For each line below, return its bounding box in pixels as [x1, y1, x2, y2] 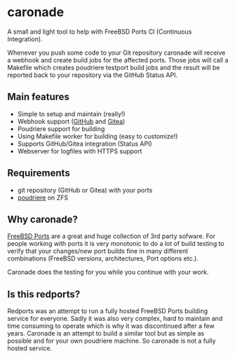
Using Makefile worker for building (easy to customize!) [17, 132, 178, 140]
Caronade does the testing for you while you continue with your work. [7, 268, 209, 277]
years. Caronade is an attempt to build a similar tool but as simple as [7, 329, 205, 338]
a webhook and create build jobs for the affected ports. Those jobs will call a [7, 55, 229, 64]
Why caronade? [7, 213, 79, 225]
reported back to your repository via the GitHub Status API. [7, 71, 177, 79]
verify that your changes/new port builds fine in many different [7, 247, 189, 256]
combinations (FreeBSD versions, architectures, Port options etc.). [7, 254, 199, 263]
